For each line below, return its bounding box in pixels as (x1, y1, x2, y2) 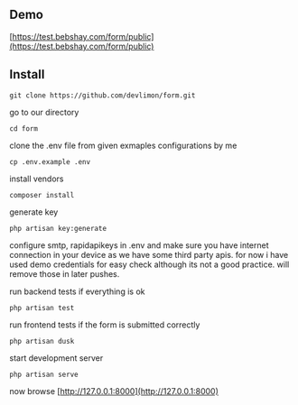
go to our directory (9, 106, 79, 117)
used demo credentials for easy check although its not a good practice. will (9, 259, 290, 270)
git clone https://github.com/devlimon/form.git (9, 90, 196, 100)
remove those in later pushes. (9, 268, 120, 279)
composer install (9, 190, 75, 199)
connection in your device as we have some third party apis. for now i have (9, 249, 289, 260)
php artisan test (9, 303, 75, 312)
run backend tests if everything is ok (9, 286, 145, 297)
